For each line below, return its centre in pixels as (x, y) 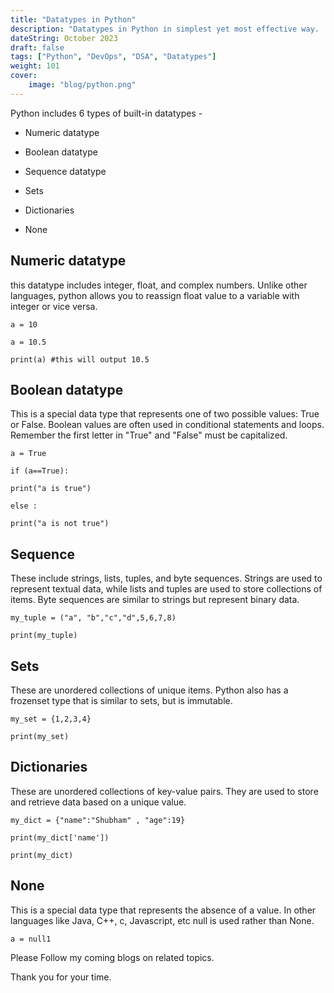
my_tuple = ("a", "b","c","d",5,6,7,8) (93, 618)
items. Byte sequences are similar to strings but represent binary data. (155, 600)
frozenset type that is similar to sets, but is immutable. (121, 700)
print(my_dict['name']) (60, 837)
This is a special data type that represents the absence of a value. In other (163, 910)
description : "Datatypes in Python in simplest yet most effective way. (165, 29)
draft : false (37, 47)
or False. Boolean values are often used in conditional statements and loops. (167, 425)
